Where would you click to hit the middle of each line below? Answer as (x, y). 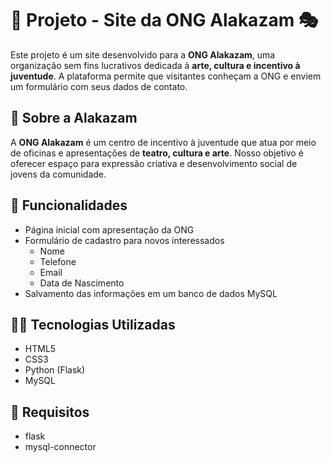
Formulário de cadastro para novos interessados (124, 240)
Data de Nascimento (82, 283)
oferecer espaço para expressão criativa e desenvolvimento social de (154, 163)
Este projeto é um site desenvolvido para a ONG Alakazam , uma (143, 54)
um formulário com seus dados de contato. (99, 86)
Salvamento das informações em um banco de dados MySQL (151, 293)
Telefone (58, 261)
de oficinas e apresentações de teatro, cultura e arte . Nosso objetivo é (157, 153)
